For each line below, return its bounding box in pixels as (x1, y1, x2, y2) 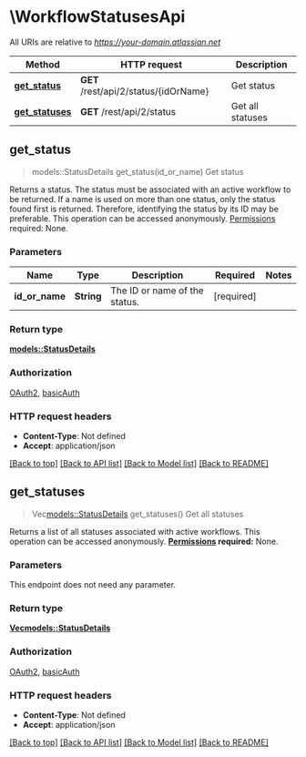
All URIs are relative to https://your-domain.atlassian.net (9, 36, 221, 47)
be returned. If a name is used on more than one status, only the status (9, 193, 276, 204)
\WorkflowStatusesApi (9, 6, 186, 27)
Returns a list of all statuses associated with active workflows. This (9, 526, 261, 537)
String (74, 290, 102, 302)
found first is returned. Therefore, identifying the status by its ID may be (9, 203, 280, 214)
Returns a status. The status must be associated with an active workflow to (9, 184, 291, 195)
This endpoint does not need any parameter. (9, 579, 176, 590)
